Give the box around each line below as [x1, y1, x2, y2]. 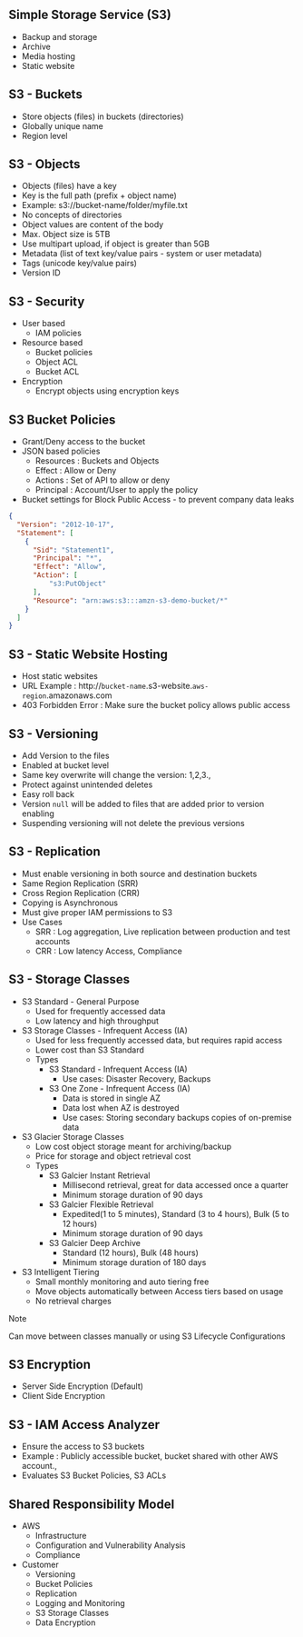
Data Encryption [34, 1617, 96, 1628]
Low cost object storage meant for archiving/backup [34, 1141, 232, 1152]
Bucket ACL [34, 366, 80, 377]
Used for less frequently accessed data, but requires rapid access [34, 1034, 283, 1045]
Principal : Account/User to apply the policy [34, 484, 199, 495]
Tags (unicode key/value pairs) [21, 258, 138, 269]
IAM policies [34, 327, 83, 339]
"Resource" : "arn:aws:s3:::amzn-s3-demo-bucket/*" [32, 595, 229, 605]
